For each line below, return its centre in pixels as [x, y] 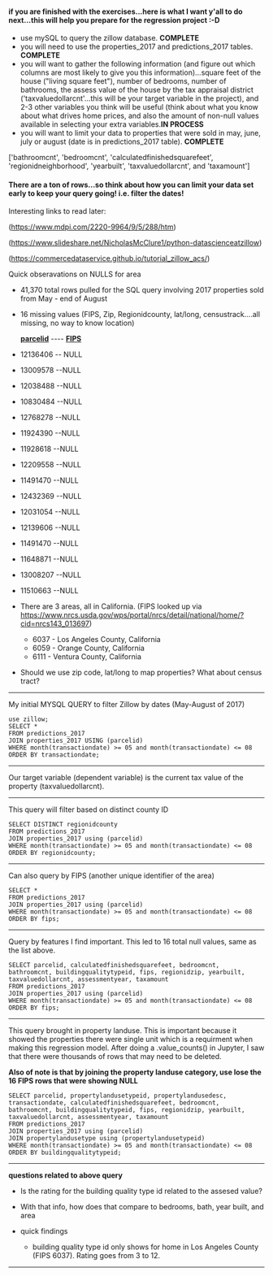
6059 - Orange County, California [88, 648]
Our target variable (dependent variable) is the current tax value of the [126, 778]
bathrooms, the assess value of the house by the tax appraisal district [137, 90]
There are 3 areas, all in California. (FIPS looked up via [111, 606]
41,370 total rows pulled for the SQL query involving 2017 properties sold [142, 290]
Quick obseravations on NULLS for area [75, 274]
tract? [30, 681]
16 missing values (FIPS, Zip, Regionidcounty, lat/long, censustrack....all [140, 315]
